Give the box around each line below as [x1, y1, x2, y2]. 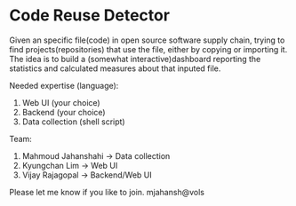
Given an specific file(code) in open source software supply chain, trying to [9, 35, 285, 45]
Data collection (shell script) [21, 116, 126, 127]
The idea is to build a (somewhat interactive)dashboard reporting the [9, 53, 261, 64]
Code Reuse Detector [9, 5, 171, 26]
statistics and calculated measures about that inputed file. [9, 63, 221, 74]
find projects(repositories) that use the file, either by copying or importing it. [9, 44, 288, 54]
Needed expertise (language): [9, 80, 119, 91]
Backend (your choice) [21, 107, 106, 117]
